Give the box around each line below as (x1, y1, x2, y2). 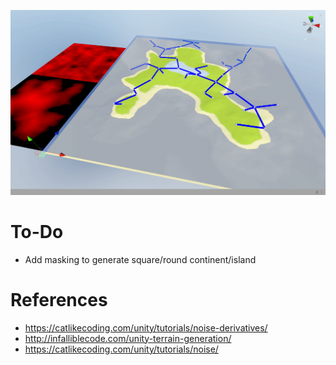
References (10, 288, 108, 311)
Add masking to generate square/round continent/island (24, 253, 257, 265)
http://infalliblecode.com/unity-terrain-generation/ (24, 332, 232, 344)
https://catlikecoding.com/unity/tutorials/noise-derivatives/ (24, 321, 268, 334)
